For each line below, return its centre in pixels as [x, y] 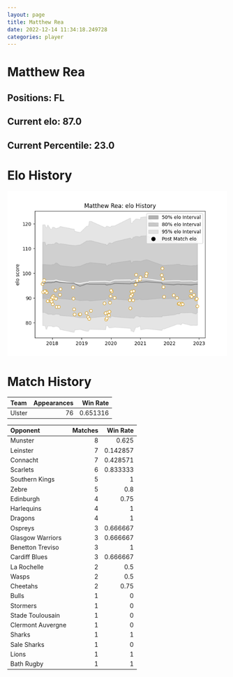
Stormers [23, 605]
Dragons [22, 518]
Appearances [54, 403]
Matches [85, 431]
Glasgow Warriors [36, 537]
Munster [22, 440]
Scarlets [22, 470]
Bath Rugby [27, 664]
